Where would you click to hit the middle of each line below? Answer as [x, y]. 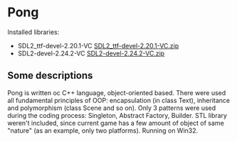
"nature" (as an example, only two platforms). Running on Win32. [103, 130]
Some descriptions [50, 76]
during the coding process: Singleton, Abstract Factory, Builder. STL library [117, 115]
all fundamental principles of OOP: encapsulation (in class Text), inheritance [118, 100]
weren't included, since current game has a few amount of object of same [116, 123]
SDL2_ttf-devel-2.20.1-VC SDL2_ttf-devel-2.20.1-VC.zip [98, 45]
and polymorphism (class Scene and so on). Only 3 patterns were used [112, 108]
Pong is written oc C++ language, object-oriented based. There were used [117, 92]
